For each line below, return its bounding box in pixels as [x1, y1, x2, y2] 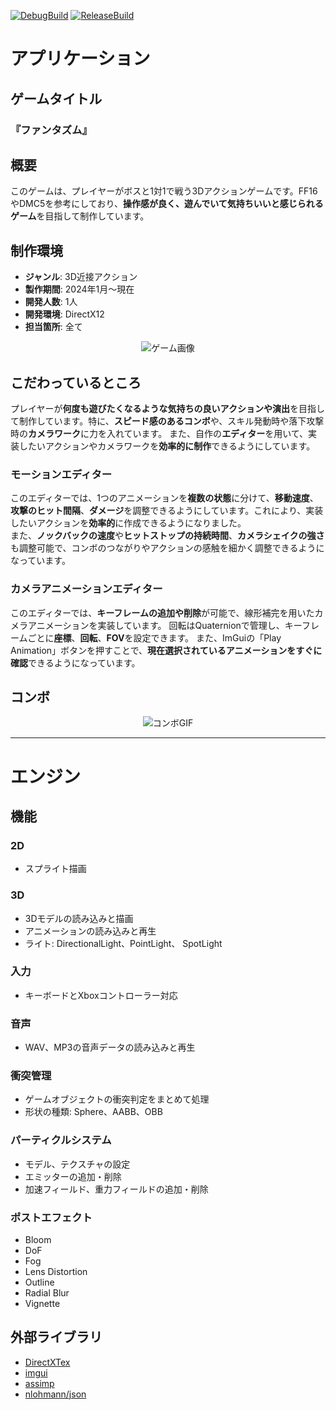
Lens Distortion [24, 1266, 88, 1277]
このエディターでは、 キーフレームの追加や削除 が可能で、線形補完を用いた [10, 606, 315, 619]
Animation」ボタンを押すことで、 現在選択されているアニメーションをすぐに [10, 644, 323, 656]
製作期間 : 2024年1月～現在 [24, 283, 135, 295]
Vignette [24, 1298, 61, 1309]
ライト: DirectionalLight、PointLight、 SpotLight [24, 937, 223, 949]
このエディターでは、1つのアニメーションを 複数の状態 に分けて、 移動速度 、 [10, 492, 319, 504]
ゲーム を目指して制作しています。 [10, 210, 150, 222]
